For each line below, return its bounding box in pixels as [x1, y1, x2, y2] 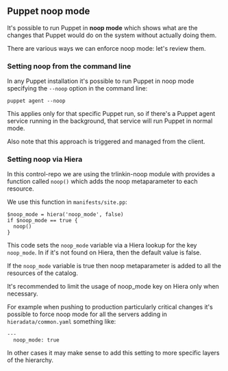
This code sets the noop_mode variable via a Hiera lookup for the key [7, 241, 197, 250]
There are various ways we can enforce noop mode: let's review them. [7, 44, 207, 52]
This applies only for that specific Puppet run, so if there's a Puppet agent [7, 110, 216, 118]
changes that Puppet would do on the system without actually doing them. [7, 31, 217, 39]
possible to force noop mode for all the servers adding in [7, 310, 168, 318]
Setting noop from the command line [7, 61, 131, 71]
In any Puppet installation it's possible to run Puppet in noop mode [7, 77, 194, 85]
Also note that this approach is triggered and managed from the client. [7, 137, 205, 146]
